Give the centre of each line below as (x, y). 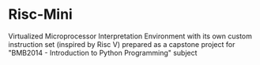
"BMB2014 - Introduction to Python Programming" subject (103, 52)
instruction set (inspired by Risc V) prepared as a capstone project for (122, 44)
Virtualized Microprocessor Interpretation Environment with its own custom (130, 36)
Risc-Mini (40, 14)
